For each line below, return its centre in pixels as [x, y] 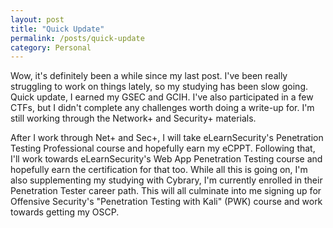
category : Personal [51, 47]
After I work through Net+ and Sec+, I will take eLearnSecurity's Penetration [167, 138]
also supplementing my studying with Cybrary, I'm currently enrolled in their [166, 180]
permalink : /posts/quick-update [77, 38]
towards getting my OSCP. [65, 212]
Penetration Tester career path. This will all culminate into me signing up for [166, 191]
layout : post [37, 19]
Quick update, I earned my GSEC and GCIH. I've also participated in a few [162, 97]
